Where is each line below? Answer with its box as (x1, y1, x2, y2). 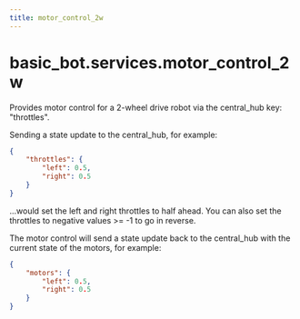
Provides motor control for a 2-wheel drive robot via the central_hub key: (9, 102, 283, 113)
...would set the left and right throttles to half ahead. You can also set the (9, 205, 282, 216)
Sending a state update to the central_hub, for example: (9, 129, 218, 140)
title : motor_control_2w (9, 13, 104, 23)
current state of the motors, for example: (9, 242, 162, 253)
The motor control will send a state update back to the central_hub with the (9, 233, 291, 244)
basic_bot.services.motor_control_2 (9, 52, 290, 73)
